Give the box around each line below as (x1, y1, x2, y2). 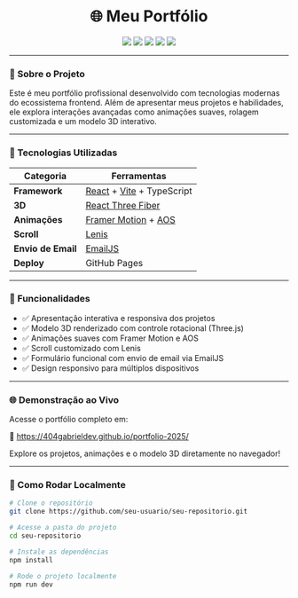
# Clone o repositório (9, 499, 93, 508)
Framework (13, 185, 63, 197)
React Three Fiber (85, 199, 161, 211)
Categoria (23, 169, 67, 182)
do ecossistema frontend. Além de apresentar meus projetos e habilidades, (9, 98, 284, 108)
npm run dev (9, 579, 53, 589)
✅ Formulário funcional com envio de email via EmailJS (21, 352, 224, 363)
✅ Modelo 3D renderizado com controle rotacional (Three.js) (21, 322, 244, 334)
